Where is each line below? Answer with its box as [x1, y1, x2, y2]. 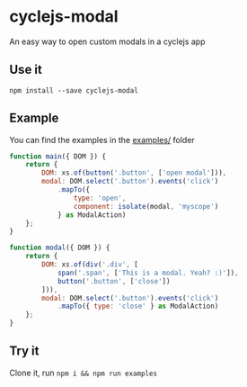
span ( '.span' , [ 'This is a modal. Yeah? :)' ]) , [57, 268, 240, 277]
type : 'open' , [73, 193, 127, 202]
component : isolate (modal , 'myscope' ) [73, 202, 219, 211]
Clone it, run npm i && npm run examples [9, 367, 158, 378]
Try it [9, 344, 40, 359]
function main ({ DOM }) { [9, 151, 106, 161]
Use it [9, 62, 42, 77]
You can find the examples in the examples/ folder [9, 134, 195, 145]
